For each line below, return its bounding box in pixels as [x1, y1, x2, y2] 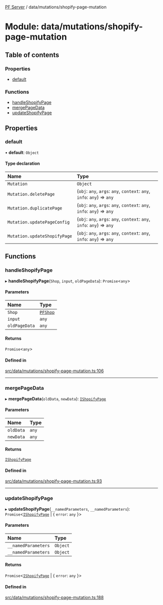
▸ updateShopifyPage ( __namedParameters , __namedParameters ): [5, 506, 130, 512]
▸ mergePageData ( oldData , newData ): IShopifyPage [5, 396, 106, 401]
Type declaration [5, 160, 40, 167]
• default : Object [5, 149, 39, 155]
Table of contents [5, 51, 59, 59]
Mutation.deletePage [7, 191, 55, 197]
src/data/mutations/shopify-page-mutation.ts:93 [5, 478, 102, 484]
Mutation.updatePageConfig [7, 220, 70, 225]
